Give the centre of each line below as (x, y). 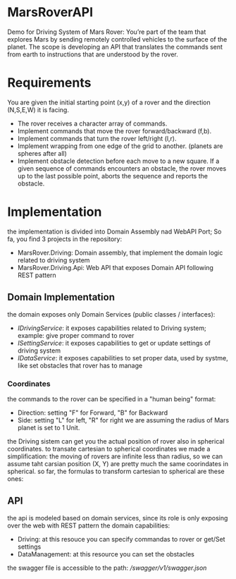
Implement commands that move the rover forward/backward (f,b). (114, 130)
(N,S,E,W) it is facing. (38, 109)
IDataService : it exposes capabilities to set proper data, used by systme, (123, 358)
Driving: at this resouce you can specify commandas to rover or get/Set (121, 539)
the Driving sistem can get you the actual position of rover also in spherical (116, 441)
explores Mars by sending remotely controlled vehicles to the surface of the (117, 39)
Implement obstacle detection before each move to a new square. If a (118, 161)
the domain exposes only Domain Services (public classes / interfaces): (111, 314)
